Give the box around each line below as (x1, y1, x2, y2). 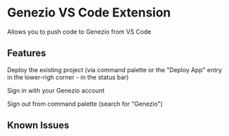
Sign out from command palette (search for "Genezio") (7, 100, 163, 108)
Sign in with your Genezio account (7, 86, 105, 94)
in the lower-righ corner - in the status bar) (7, 73, 129, 81)
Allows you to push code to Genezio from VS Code (7, 27, 152, 36)
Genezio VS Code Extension (7, 5, 171, 21)
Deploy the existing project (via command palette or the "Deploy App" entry (7, 65, 222, 73)
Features (7, 47, 46, 59)
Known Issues (7, 120, 70, 131)
